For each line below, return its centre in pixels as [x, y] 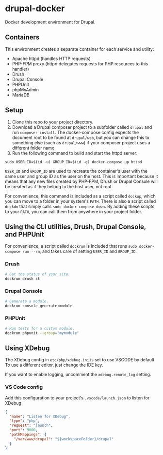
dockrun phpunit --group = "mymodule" [42, 333]
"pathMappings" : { [28, 435]
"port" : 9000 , [24, 430]
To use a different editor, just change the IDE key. [54, 365]
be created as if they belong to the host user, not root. [59, 186]
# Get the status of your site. [38, 274]
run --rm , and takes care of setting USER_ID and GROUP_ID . [80, 251]
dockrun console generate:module [39, 306]
